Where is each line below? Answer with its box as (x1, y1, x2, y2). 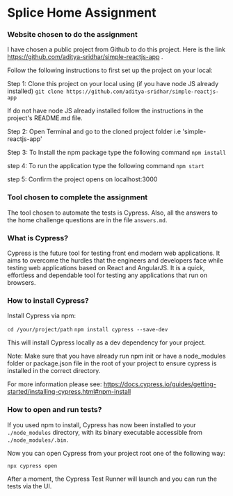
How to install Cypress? (7, 296, 89, 305)
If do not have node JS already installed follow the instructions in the (7, 106, 204, 115)
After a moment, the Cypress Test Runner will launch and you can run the (7, 474, 218, 483)
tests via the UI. (7, 481, 52, 490)
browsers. (7, 279, 36, 287)
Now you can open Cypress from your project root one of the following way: (7, 449, 226, 457)
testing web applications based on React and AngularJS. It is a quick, (7, 264, 205, 272)
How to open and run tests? (7, 405, 102, 415)
